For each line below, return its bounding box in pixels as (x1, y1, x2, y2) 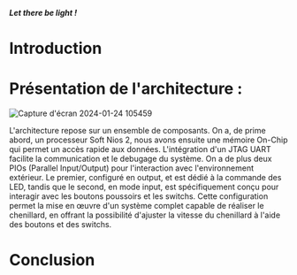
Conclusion (9, 250, 95, 271)
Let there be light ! (9, 8, 78, 18)
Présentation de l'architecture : (9, 79, 243, 99)
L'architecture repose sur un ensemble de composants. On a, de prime (9, 126, 267, 136)
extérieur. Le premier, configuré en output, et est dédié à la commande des (9, 172, 282, 183)
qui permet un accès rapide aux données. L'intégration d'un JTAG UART (9, 144, 271, 155)
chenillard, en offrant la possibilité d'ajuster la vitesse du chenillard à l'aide (9, 210, 281, 220)
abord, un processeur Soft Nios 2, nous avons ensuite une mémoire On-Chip (9, 134, 288, 145)
